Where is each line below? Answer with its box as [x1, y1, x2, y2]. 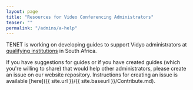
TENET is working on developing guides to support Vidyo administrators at [6, 41, 187, 48]
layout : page [6, 8, 38, 15]
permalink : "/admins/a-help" [6, 25, 78, 31]
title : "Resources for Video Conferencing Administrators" [6, 14, 154, 20]
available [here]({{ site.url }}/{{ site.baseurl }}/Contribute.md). [6, 78, 156, 85]
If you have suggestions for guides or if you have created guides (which [6, 59, 181, 66]
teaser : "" [6, 19, 33, 25]
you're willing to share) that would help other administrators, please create [6, 65, 187, 72]
